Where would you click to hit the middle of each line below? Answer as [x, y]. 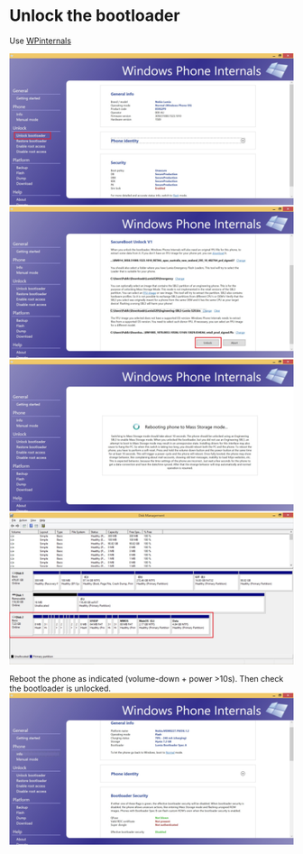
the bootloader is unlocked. [60, 688]
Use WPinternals [41, 41]
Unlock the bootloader [95, 16]
